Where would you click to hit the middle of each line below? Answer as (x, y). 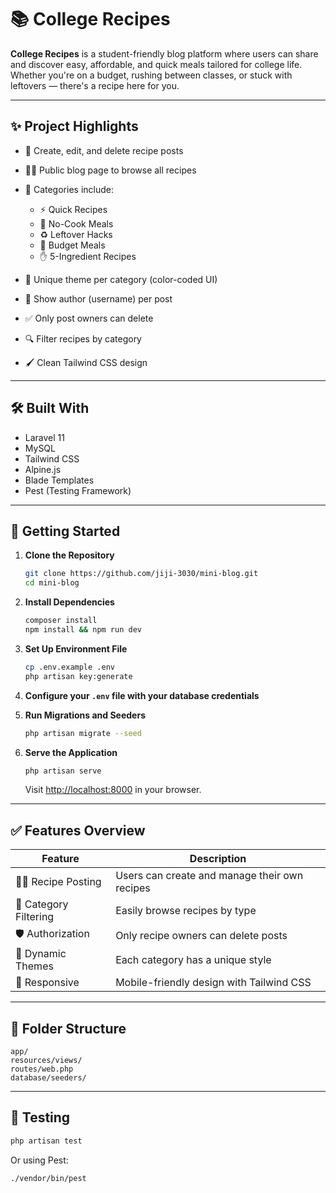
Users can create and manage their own (209, 876)
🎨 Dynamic (41, 954)
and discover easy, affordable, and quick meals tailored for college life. (156, 64)
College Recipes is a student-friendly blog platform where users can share (164, 53)
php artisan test (46, 1141)
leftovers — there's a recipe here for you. (95, 85)
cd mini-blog (52, 583)
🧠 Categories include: (69, 189)
